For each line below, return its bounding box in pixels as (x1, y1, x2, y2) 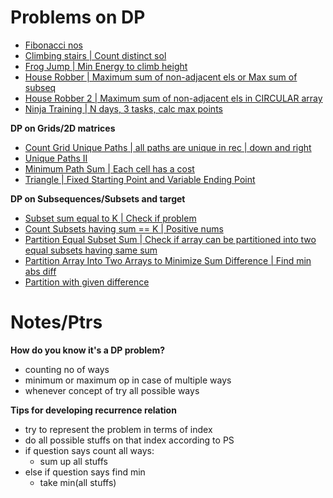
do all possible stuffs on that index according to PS (24, 434, 235, 446)
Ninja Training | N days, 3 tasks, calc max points (24, 102, 223, 115)
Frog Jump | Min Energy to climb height (24, 60, 188, 72)
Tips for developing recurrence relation (10, 404, 177, 416)
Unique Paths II (24, 152, 88, 164)
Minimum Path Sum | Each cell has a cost (24, 162, 195, 175)
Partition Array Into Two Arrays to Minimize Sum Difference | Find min (24, 254, 312, 266)
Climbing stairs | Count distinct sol (24, 49, 167, 61)
